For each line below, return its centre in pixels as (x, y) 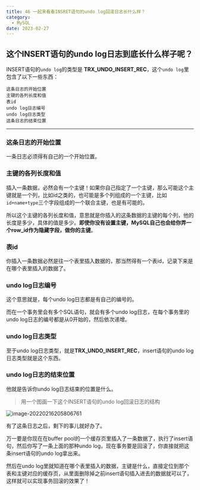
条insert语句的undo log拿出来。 (45, 453)
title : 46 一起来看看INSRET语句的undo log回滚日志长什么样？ (76, 12)
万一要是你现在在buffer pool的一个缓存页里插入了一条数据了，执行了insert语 (100, 438)
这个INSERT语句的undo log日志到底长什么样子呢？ (100, 54)
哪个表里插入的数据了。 (40, 268)
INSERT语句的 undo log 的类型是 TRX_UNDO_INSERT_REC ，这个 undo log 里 (98, 70)
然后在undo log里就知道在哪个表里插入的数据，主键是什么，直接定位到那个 (98, 466)
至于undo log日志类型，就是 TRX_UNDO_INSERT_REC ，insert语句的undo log (100, 350)
